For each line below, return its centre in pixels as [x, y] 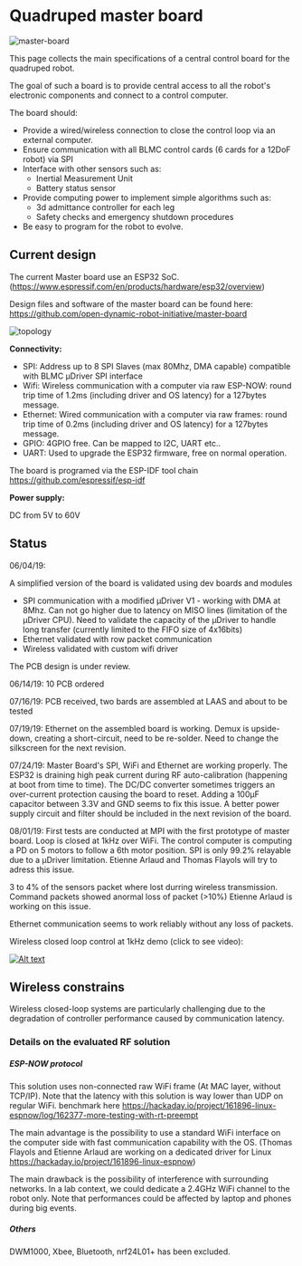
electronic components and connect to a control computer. [119, 95]
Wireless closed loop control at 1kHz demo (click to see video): [127, 941]
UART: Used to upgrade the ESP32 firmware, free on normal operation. [155, 453]
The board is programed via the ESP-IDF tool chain [104, 470]
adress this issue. [42, 869]
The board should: [44, 112]
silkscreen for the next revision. [68, 747]
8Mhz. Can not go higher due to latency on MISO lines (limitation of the [155, 610]
